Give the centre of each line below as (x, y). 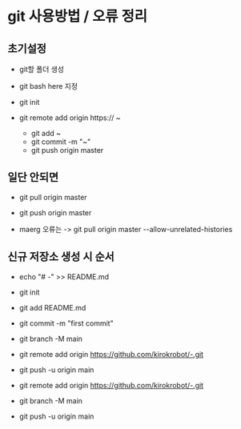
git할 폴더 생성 (42, 69)
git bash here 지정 (48, 86)
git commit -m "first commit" (66, 323)
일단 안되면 (33, 177)
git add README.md (52, 307)
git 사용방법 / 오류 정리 (78, 16)
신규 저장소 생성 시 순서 (61, 257)
